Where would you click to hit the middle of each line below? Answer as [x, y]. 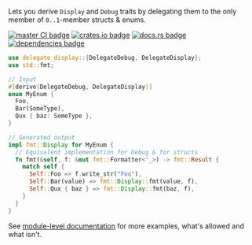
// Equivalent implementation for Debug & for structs [107, 152]
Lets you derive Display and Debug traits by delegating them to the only [122, 11]
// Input [22, 79]
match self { [44, 167]
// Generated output [42, 137]
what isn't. [25, 234]
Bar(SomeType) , [40, 109]
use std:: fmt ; [31, 65]
